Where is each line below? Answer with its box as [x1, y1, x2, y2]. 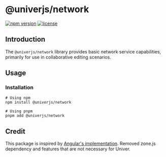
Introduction [5, 35, 46, 44]
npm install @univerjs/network [5, 100, 72, 105]
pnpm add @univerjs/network [5, 113, 65, 118]
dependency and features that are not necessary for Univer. [5, 146, 130, 152]
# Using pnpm [5, 109, 33, 114]
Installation [5, 84, 34, 91]
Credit [5, 127, 25, 136]
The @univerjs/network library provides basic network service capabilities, [5, 48, 161, 54]
